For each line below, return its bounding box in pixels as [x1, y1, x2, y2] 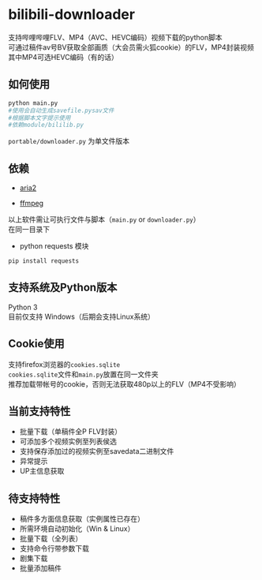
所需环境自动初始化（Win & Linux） [19, 524, 135, 533]
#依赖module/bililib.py [8, 121, 84, 129]
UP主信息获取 [19, 466, 65, 476]
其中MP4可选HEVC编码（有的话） [8, 52, 118, 62]
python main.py [8, 99, 58, 107]
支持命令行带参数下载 [19, 544, 89, 553]
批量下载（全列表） [19, 534, 83, 544]
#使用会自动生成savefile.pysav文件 [8, 107, 114, 114]
